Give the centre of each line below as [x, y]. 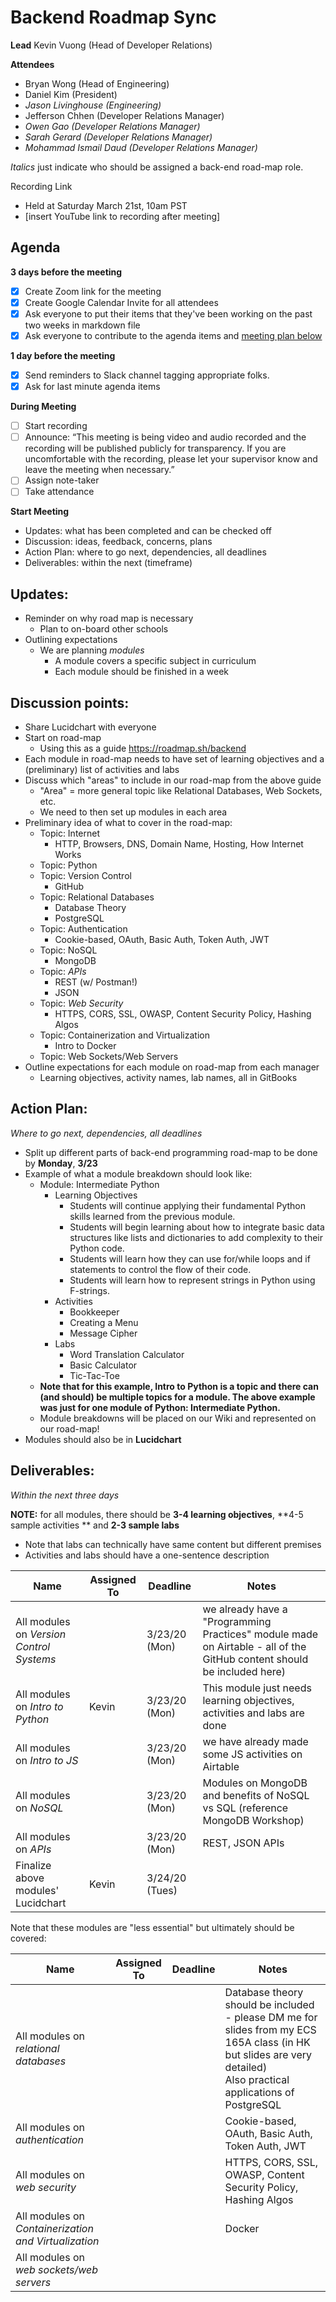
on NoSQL [39, 1808]
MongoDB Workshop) [253, 1820]
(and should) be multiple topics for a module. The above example [177, 1397]
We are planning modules [92, 650]
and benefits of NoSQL [256, 1795]
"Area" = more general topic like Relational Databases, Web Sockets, [181, 790]
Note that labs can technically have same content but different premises [173, 1544]
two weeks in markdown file [82, 325]
